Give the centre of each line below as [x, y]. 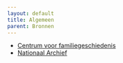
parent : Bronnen [31, 26]
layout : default [31, 13]
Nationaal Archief [42, 53]
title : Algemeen [31, 20]
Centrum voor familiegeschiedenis [66, 46]
